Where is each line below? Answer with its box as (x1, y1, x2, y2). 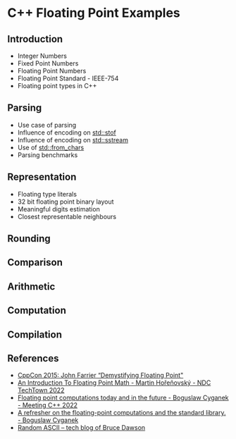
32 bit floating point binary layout (17, 197, 114, 206)
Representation (7, 171, 77, 183)
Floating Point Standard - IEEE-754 (17, 74, 119, 82)
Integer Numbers (17, 51, 67, 60)
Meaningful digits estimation (17, 204, 100, 213)
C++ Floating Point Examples (7, 5, 181, 21)
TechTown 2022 (17, 386, 65, 395)
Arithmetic (7, 280, 56, 292)
